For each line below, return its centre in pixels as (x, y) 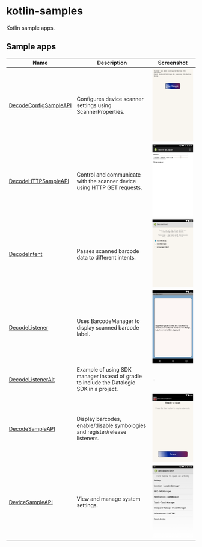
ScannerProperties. (101, 112)
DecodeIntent (26, 254)
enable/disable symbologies (111, 425)
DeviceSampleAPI (31, 502)
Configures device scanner (110, 99)
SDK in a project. (97, 389)
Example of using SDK (104, 370)
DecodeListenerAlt (32, 379)
